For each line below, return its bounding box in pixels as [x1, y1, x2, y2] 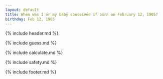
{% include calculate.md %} [5, 49, 63, 55]
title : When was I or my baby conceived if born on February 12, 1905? [5, 12, 158, 17]
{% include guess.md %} [5, 40, 57, 46]
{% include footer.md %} [5, 69, 57, 75]
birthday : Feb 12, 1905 [5, 16, 55, 21]
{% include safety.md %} [5, 59, 57, 65]
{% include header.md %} [5, 30, 59, 36]
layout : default [5, 7, 39, 12]
